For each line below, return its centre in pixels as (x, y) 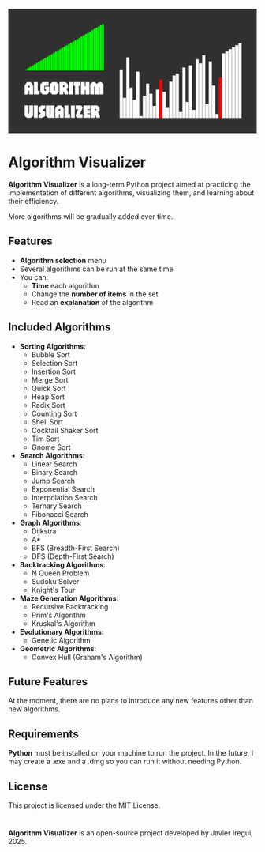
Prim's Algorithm (59, 615)
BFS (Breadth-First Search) (75, 548)
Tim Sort (45, 439)
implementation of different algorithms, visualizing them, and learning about (131, 192)
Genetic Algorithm (61, 640)
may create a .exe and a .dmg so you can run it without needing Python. (125, 762)
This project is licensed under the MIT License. (84, 805)
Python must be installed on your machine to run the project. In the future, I (131, 753)
